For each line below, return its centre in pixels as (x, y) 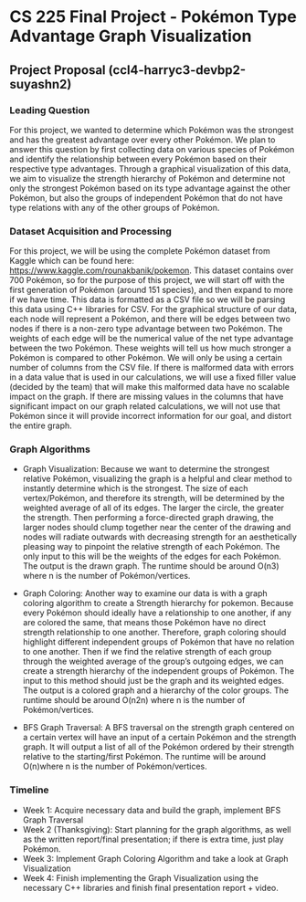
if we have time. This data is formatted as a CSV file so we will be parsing (148, 299)
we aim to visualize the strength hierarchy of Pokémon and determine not (148, 178)
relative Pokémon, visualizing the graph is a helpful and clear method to (157, 479)
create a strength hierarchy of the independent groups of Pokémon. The (158, 671)
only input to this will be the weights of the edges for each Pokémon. (152, 556)
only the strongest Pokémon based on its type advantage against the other (150, 188)
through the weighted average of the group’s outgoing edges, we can (153, 661)
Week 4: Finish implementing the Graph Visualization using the (140, 877)
